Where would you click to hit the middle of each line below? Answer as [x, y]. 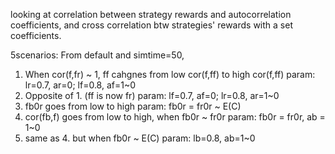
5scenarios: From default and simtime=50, [97, 55]
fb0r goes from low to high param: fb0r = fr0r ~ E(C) [133, 106]
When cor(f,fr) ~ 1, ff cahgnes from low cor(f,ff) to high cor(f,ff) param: [170, 74]
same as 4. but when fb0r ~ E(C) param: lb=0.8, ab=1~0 [140, 138]
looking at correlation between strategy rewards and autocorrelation [151, 14]
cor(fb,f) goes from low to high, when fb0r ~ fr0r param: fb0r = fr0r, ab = [175, 117]
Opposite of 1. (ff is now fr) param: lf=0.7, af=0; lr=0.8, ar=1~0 [152, 95]
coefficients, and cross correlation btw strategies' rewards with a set [151, 25]
